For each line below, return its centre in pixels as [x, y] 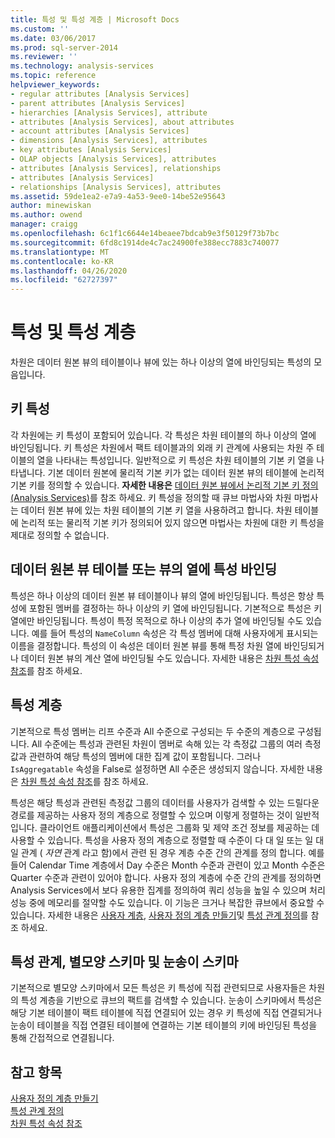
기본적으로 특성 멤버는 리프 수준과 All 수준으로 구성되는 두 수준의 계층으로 [153, 731]
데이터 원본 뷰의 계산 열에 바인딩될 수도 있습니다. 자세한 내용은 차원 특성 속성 [170, 658]
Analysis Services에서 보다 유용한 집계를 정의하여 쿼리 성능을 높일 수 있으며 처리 [168, 890]
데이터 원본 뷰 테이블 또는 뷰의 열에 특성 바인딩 [144, 569]
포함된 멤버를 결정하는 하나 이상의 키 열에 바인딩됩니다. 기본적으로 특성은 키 [175, 608]
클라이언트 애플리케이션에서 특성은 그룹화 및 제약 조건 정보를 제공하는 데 [179, 827]
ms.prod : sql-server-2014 [64, 47]
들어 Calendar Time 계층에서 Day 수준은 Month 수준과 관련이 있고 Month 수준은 [168, 865]
